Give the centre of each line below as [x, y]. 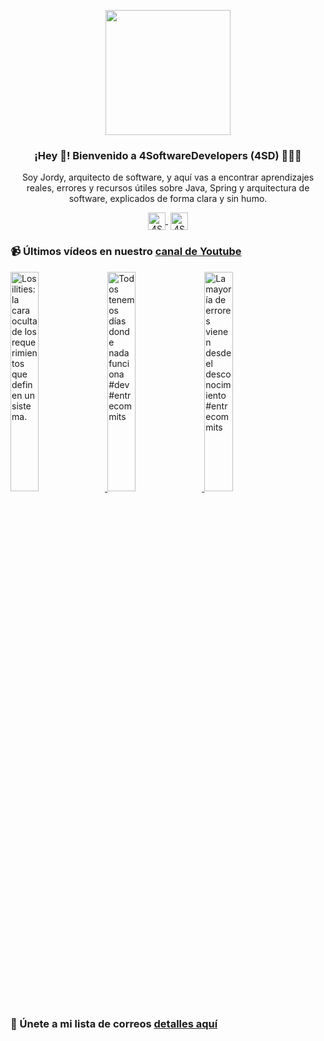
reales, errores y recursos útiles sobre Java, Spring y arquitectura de [168, 188]
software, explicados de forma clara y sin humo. [168, 199]
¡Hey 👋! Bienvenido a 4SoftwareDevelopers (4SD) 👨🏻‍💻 [168, 155]
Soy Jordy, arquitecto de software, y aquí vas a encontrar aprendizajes [168, 177]
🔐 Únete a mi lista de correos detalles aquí [114, 1023]
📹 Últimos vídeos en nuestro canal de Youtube [126, 252]
